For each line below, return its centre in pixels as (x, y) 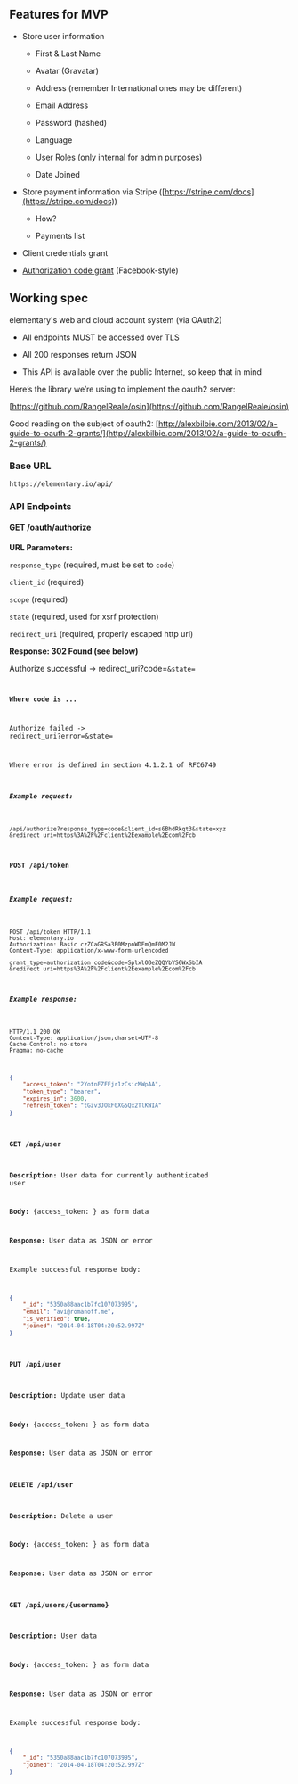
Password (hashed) (71, 122)
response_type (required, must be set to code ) (92, 565)
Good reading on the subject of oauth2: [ (84, 424)
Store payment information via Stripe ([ (93, 192)
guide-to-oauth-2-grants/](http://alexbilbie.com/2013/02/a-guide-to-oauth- (148, 433)
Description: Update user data (67, 1395)
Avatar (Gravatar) (67, 70)
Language (54, 140)
